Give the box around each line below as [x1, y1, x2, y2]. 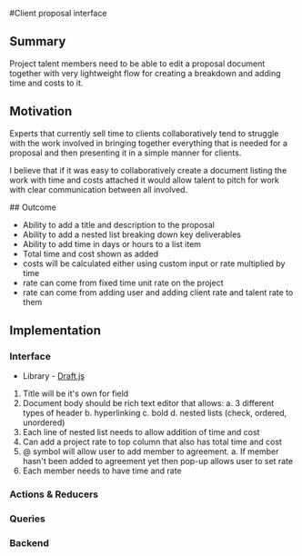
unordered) [22, 417, 65, 428]
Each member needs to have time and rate [22, 465, 182, 476]
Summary [9, 34, 66, 49]
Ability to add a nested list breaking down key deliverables [22, 229, 242, 240]
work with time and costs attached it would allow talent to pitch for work [9, 174, 280, 185]
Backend [9, 537, 50, 550]
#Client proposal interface [9, 8, 107, 18]
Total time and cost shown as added [22, 248, 159, 259]
